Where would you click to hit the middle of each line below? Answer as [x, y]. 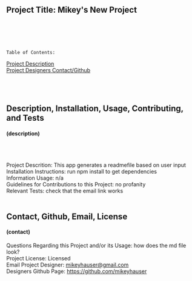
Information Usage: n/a [35, 178]
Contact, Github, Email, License [67, 216]
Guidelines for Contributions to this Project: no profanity [76, 185]
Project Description [30, 64]
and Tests [25, 118]
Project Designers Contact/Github [48, 70]
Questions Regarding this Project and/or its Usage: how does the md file [96, 245]
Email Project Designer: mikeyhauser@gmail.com [68, 265]
